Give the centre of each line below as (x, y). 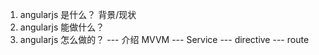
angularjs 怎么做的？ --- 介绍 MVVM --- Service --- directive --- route (164, 39)
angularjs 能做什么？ (62, 27)
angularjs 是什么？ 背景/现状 (78, 14)
